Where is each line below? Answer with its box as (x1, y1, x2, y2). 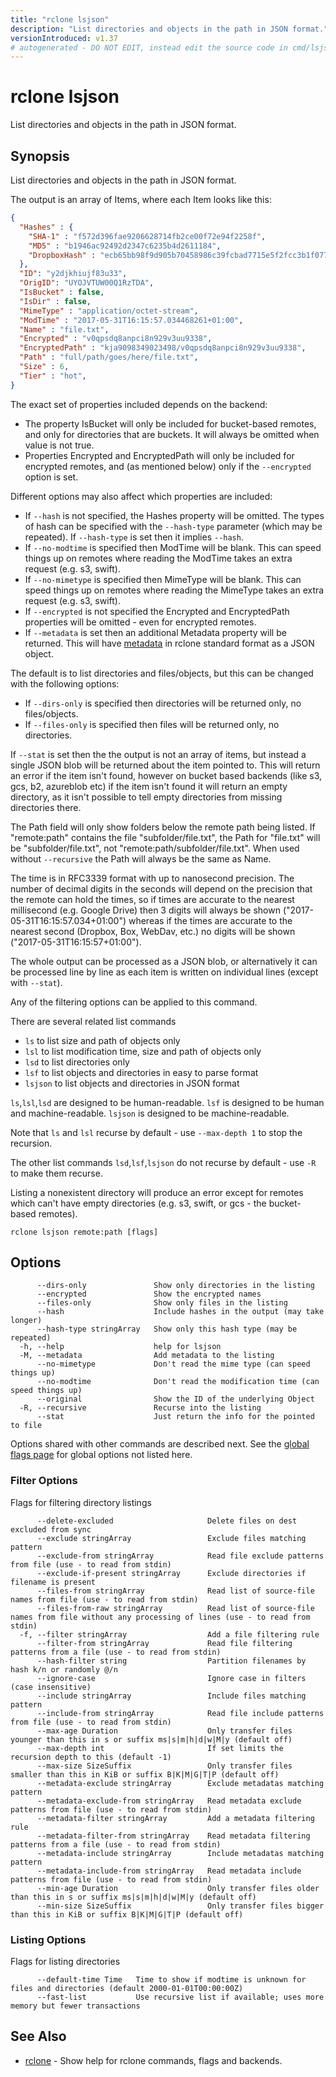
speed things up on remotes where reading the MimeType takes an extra (24, 584, 325, 596)
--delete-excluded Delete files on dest (36, 1516, 298, 1526)
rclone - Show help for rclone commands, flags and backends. (24, 2054, 283, 2066)
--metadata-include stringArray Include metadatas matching (36, 1848, 325, 1858)
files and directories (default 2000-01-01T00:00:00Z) (10, 1984, 244, 1994)
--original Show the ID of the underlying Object (36, 1394, 315, 1405)
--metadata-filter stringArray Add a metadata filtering (36, 1813, 315, 1823)
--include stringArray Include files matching (36, 1691, 307, 1701)
